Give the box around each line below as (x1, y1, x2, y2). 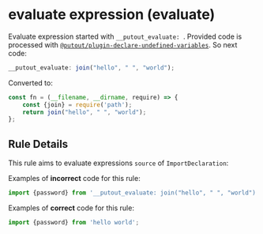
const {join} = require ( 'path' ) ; (22, 100, 133, 108)
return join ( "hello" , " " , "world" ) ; (22, 108, 147, 116)
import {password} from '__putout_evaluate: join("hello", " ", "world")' (8, 189, 260, 197)
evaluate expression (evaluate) (8, 6, 216, 24)
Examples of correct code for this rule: (8, 203, 134, 213)
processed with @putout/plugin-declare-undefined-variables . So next (8, 40, 238, 49)
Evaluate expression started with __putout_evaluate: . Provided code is (8, 32, 242, 41)
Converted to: (8, 77, 53, 88)
